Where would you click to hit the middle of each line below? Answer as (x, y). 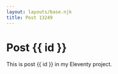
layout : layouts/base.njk (39, 12)
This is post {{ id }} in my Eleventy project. (59, 64)
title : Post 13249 (29, 18)
